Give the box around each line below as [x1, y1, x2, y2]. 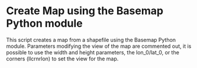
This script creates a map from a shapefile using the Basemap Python [6, 36, 176, 43]
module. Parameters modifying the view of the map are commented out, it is [6, 43, 192, 50]
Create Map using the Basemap [6, 4, 164, 18]
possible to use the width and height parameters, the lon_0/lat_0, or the [6, 48, 179, 56]
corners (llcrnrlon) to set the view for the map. [6, 55, 119, 62]
